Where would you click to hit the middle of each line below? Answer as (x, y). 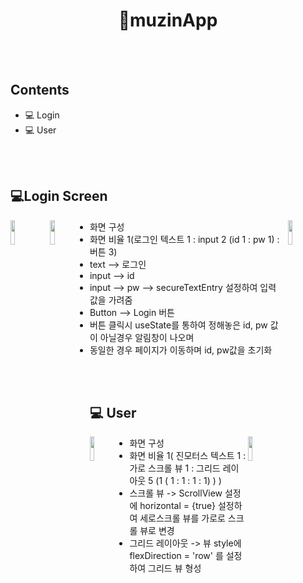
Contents (40, 90)
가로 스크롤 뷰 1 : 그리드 (175, 468)
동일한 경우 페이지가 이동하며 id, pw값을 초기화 (181, 350)
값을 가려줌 (111, 300)
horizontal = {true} (177, 506)
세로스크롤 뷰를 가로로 (182, 518)
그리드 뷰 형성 (175, 568)
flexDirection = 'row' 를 (176, 556)
